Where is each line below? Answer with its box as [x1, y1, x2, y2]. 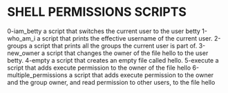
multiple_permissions [7, 70, 68, 79]
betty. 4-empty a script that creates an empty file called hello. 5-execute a [7, 56, 219, 64]
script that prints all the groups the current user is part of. [33, 41, 198, 50]
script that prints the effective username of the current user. [41, 34, 213, 42]
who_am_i [7, 34, 36, 42]
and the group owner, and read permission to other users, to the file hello [7, 78, 216, 86]
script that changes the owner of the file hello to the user [46, 49, 209, 57]
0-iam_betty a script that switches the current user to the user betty [7, 27, 200, 35]
